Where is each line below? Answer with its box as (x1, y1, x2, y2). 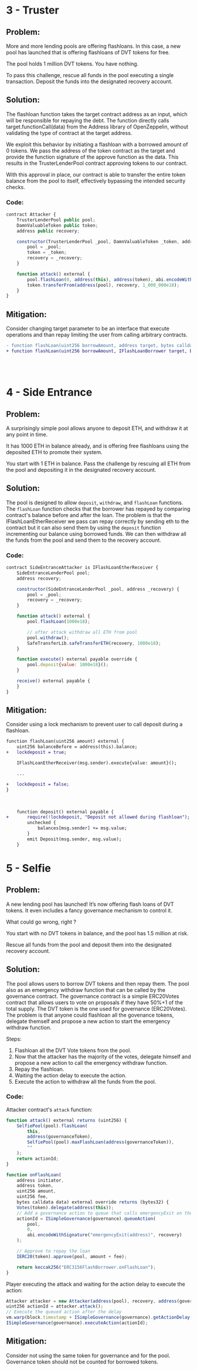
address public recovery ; (16, 228, 80, 234)
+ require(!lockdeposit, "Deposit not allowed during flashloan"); (6, 814, 191, 820)
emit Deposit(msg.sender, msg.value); (27, 836, 122, 842)
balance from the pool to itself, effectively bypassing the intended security (6, 177, 186, 184)
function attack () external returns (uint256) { (6, 1117, 127, 1123)
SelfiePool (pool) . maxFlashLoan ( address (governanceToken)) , (27, 1139, 175, 1146)
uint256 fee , (16, 1194, 49, 1200)
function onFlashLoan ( (6, 1172, 62, 1178)
